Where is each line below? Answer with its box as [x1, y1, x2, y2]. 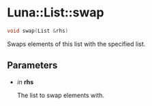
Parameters [7, 59, 58, 71]
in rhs [16, 77, 34, 86]
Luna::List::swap [7, 5, 104, 21]
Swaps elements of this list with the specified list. [7, 40, 146, 48]
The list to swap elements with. [16, 91, 104, 99]
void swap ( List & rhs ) [7, 27, 69, 34]
